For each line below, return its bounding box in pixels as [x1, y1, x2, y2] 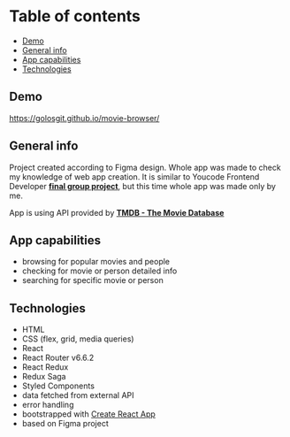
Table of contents [9, 6, 141, 27]
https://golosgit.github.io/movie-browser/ [9, 112, 160, 123]
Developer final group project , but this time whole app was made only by [9, 180, 277, 191]
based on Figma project [21, 418, 109, 429]
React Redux [21, 362, 69, 372]
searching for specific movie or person [21, 275, 164, 286]
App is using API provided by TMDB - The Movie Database [9, 207, 225, 218]
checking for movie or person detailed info [21, 265, 178, 276]
